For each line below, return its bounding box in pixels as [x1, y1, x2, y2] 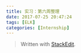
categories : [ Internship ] [6, 24, 69, 31]
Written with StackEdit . [20, 41, 76, 48]
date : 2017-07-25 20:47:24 [6, 14, 72, 20]
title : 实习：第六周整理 [6, 8, 60, 15]
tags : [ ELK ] [6, 19, 35, 25]
